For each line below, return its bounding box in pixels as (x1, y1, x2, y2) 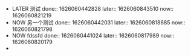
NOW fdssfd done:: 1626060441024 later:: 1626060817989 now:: (11, 32, 175, 39)
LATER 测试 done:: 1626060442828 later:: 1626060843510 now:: (11, 5, 174, 12)
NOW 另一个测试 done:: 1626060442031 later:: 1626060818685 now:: (11, 19, 186, 26)
